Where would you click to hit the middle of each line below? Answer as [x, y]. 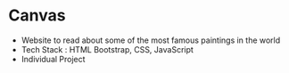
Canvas [37, 16]
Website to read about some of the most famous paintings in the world [151, 40]
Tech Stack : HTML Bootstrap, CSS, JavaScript [107, 49]
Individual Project [53, 59]
